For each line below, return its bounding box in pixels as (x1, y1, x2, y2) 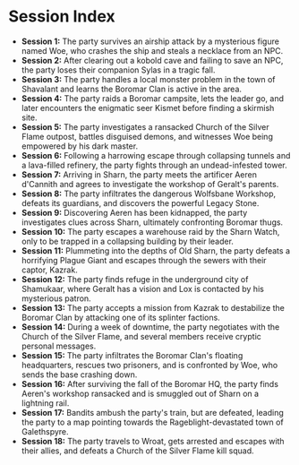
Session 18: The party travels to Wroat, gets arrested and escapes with (21, 435, 285, 446)
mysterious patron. (21, 293, 91, 304)
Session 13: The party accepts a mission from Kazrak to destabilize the (21, 302, 286, 313)
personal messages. (21, 340, 97, 351)
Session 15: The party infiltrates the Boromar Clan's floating (21, 349, 243, 360)
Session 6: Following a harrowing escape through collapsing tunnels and (21, 150, 291, 160)
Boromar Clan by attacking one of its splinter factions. (21, 312, 220, 323)
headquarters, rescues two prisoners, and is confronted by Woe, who (21, 359, 278, 370)
